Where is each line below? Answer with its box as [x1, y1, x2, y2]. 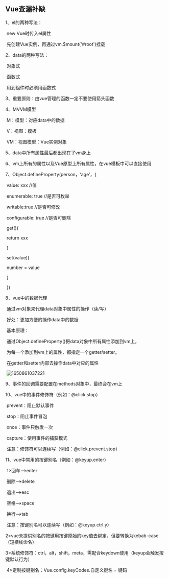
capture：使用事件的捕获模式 [6, 435, 68, 441]
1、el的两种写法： [5, 19, 42, 26]
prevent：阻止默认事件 [6, 402, 55, 408]
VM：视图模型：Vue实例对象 [6, 138, 67, 144]
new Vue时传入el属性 [6, 30, 52, 36]
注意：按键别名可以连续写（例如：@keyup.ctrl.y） [6, 521, 112, 527]
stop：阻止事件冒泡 [6, 413, 47, 419]
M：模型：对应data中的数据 [6, 117, 65, 123]
